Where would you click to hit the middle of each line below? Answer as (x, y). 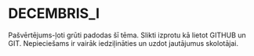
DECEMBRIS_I (54, 14)
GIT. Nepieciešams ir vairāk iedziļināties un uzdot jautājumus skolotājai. (123, 43)
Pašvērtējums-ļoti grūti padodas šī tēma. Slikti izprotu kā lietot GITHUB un (127, 35)
